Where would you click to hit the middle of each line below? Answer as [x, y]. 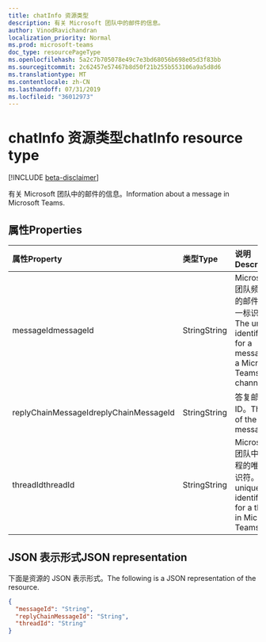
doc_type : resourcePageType [55, 52]
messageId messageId [53, 330]
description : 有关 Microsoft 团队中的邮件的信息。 [86, 23]
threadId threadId [44, 485]
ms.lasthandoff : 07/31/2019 [55, 89]
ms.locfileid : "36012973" [51, 97]
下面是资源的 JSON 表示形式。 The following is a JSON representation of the [132, 578]
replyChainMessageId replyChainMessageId [94, 413]
